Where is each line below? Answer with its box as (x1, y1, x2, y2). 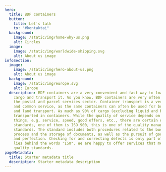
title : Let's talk (13, 21, 52, 26)
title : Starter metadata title (9, 155, 74, 160)
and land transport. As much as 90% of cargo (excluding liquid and (13, 109, 158, 114)
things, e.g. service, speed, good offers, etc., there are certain (13, 117, 158, 123)
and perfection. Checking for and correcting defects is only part (13, 136, 156, 141)
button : (9, 16, 25, 21)
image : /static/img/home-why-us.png (13, 35, 90, 40)
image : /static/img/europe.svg (13, 81, 78, 86)
